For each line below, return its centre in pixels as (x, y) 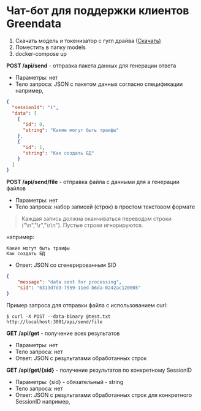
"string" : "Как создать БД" (59, 153)
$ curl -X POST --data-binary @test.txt (59, 317)
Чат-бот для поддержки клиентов (98, 11)
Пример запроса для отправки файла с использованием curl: (87, 305)
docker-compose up (41, 53)
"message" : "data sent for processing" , (70, 282)
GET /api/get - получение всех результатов (63, 333)
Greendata (34, 24)
